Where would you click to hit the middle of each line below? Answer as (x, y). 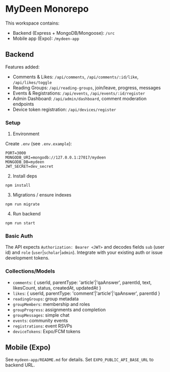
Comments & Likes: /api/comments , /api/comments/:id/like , (76, 77)
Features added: (22, 67)
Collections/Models (30, 271)
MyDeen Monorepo (47, 9)
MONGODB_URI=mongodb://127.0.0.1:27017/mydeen (56, 158)
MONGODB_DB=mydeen (25, 162)
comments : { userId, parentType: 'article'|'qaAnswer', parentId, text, (82, 282)
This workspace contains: (32, 23)
